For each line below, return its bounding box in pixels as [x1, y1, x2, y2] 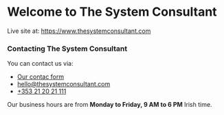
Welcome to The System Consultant [7, 4, 218, 20]
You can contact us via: [7, 60, 74, 68]
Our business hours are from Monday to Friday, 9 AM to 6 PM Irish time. [7, 101, 212, 109]
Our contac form [16, 73, 65, 81]
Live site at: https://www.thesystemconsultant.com [7, 27, 151, 35]
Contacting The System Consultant [7, 44, 128, 53]
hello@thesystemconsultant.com [16, 80, 111, 88]
